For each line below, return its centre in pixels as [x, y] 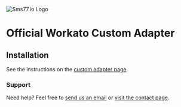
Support [19, 84]
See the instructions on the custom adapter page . [67, 69]
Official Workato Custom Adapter [90, 33]
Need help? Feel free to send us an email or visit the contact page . [88, 97]
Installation [27, 55]
